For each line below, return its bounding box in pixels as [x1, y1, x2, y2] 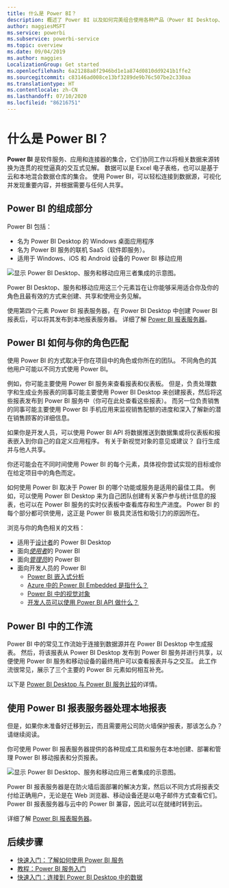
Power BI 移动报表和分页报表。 [14, 753, 102, 762]
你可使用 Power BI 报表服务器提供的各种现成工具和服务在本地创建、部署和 [7, 745, 215, 753]
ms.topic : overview [7, 42, 63, 49]
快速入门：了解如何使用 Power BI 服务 [16, 856, 124, 864]
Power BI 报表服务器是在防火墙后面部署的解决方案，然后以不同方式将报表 [7, 783, 214, 791]
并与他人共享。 [7, 445, 49, 454]
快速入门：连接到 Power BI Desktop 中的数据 [16, 873, 143, 881]
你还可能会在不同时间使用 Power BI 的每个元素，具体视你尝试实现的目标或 [7, 460, 215, 469]
